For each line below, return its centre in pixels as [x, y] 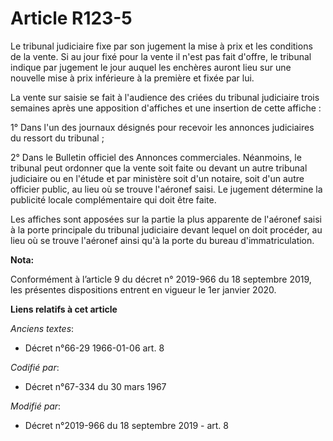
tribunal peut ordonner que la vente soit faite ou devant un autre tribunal [159, 168]
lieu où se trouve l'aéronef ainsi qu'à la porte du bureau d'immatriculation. [162, 240]
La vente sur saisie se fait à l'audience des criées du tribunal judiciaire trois [165, 97]
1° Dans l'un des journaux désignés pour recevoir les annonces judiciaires [162, 127]
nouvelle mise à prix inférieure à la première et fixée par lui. [132, 78]
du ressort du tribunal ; [57, 138]
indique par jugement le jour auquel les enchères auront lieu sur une [151, 67]
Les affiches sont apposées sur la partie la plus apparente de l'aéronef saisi [166, 219]
